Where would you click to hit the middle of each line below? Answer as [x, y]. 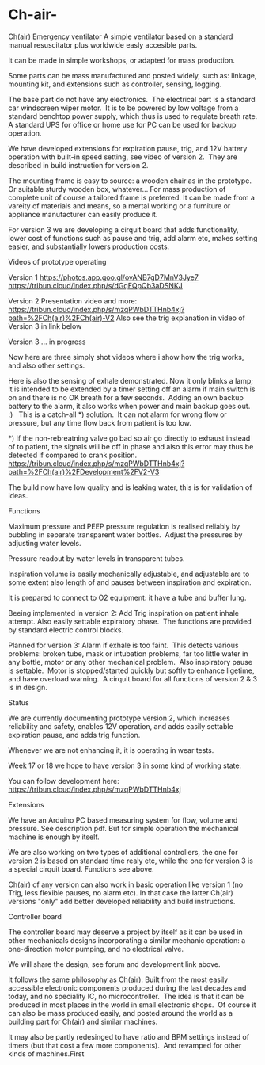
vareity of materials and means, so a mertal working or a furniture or [119, 206]
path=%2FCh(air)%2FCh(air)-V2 [61, 318]
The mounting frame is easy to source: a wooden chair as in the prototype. [130, 181]
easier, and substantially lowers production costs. [89, 246]
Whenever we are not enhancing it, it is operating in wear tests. [111, 750]
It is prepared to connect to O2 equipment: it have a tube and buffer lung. [127, 597]
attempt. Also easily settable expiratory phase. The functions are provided [130, 621]
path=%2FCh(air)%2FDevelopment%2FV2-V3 [84, 471]
